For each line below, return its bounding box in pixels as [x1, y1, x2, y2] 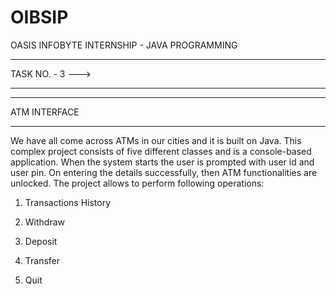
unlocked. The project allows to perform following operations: [10, 177, 265, 189]
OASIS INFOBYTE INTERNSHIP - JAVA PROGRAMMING [10, 39, 238, 51]
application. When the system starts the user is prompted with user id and [10, 156, 315, 168]
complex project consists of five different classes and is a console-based [10, 145, 312, 157]
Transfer [24, 254, 61, 266]
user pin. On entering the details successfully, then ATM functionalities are [10, 166, 318, 178]
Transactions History [24, 196, 112, 208]
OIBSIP [10, 6, 69, 29]
